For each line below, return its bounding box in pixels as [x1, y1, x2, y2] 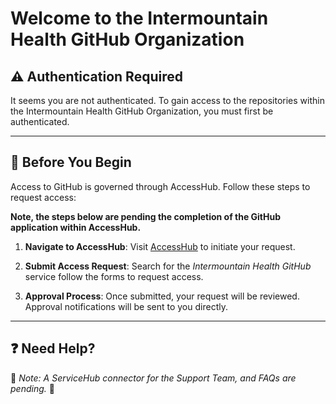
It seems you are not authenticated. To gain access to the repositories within [10, 95, 325, 106]
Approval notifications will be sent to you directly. [24, 300, 228, 312]
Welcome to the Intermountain [10, 7, 269, 30]
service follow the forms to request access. [24, 270, 204, 282]
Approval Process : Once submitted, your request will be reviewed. [24, 290, 300, 302]
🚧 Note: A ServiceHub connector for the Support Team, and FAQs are [10, 372, 297, 384]
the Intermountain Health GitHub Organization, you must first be [10, 105, 274, 117]
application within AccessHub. [10, 221, 142, 233]
